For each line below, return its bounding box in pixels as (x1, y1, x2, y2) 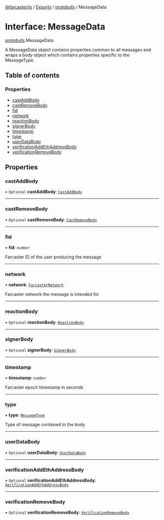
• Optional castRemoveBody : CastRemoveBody (5, 217, 97, 223)
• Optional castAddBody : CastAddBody (5, 189, 82, 195)
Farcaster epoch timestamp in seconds (5, 384, 84, 390)
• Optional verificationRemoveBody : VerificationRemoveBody (5, 510, 129, 516)
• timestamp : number (5, 375, 47, 381)
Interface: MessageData (5, 21, 105, 32)
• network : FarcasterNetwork (5, 282, 64, 288)
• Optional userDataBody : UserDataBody (5, 449, 86, 456)
